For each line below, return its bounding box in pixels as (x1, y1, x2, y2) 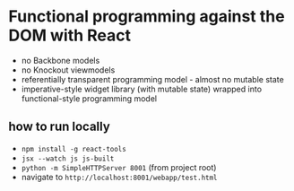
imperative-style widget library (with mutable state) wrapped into (21, 83, 262, 94)
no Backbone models (21, 55, 100, 65)
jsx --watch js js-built (21, 154, 115, 163)
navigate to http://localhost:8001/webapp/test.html (21, 171, 218, 182)
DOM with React (8, 25, 132, 46)
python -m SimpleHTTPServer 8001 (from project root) (21, 161, 217, 172)
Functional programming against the (8, 6, 285, 27)
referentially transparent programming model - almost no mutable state (21, 74, 284, 84)
